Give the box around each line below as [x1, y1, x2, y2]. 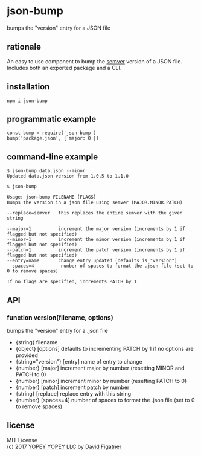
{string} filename [15, 338, 58, 345]
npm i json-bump [7, 98, 48, 104]
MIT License [7, 436, 38, 443]
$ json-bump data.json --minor [7, 168, 86, 174]
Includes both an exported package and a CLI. [7, 64, 122, 71]
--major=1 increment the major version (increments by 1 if [7, 226, 186, 232]
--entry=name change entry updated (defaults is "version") [7, 258, 177, 264]
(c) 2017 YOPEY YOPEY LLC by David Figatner [7, 443, 122, 450]
